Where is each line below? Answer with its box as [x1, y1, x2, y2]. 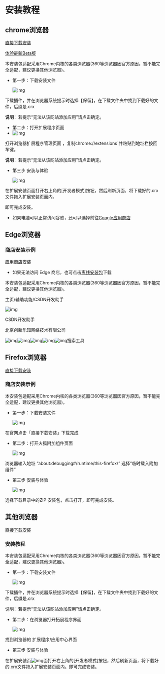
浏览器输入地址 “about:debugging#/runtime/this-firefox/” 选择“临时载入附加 [5, 460, 158, 466]
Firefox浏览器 [5, 354, 47, 362]
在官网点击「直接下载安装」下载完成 [5, 430, 79, 436]
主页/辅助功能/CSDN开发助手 [5, 296, 64, 302]
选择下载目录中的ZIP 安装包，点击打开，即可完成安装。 [5, 497, 117, 503]
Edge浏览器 [5, 231, 41, 239]
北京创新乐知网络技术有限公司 [5, 327, 66, 333]
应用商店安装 [5, 259, 31, 265]
